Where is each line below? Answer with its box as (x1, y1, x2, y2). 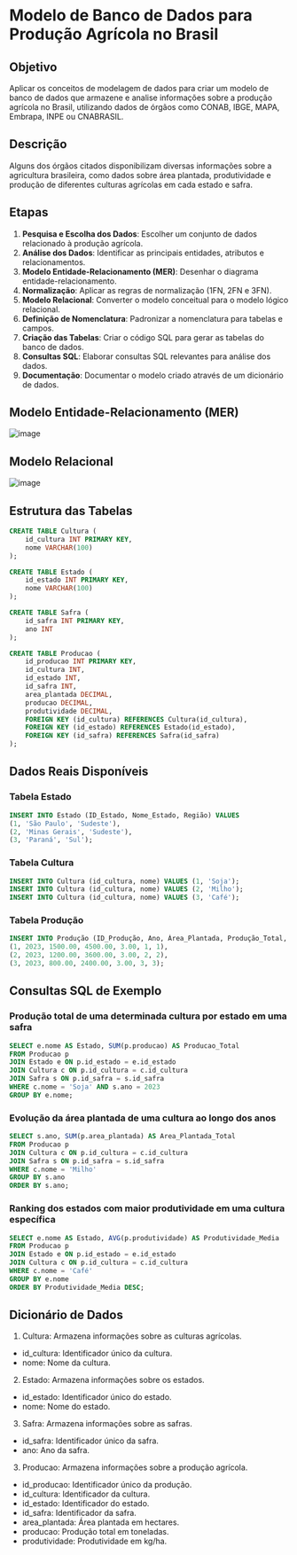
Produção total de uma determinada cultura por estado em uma (9, 1010, 288, 1022)
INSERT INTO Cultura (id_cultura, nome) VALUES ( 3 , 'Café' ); (9, 893, 240, 903)
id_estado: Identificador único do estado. (21, 1392, 172, 1403)
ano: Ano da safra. (21, 1445, 90, 1456)
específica (9, 1214, 56, 1226)
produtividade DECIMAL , (25, 707, 113, 715)
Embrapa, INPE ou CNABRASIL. (9, 112, 124, 121)
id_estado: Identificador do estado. (21, 1498, 150, 1509)
